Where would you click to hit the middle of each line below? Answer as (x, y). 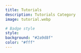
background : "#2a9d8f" (29, 38)
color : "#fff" (20, 43)
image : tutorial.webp (28, 19)
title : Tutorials (24, 10)
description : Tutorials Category (40, 15)
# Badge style (20, 28)
